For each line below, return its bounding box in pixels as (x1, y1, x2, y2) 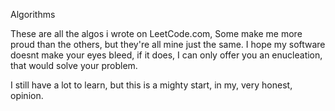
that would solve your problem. (10, 60, 138, 71)
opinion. (10, 90, 44, 101)
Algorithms (10, 9, 56, 20)
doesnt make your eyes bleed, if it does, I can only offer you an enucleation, (10, 49, 323, 61)
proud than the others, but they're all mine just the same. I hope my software (10, 39, 326, 50)
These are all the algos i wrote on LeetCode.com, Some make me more (10, 28, 303, 39)
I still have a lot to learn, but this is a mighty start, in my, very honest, (10, 79, 293, 91)
